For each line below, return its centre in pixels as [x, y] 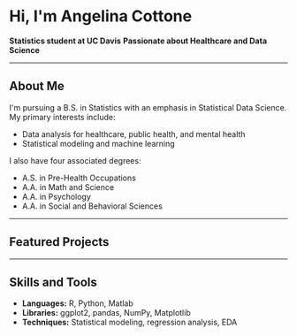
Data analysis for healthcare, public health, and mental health [133, 134]
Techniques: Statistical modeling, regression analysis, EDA [129, 322]
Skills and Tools [53, 282]
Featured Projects [59, 242]
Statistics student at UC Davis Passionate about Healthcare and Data [138, 41]
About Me [37, 86]
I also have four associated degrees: [75, 160]
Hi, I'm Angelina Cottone [101, 16]
